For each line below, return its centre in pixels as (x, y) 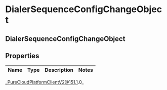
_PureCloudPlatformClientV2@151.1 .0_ (45, 82)
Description (59, 70)
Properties (22, 56)
